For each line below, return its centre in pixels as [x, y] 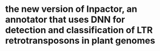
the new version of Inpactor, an [71, 9]
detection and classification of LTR [79, 30]
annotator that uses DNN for [65, 20]
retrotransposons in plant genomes [80, 41]
